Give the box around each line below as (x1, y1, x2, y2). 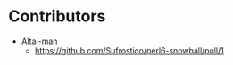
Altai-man (21, 36, 58, 46)
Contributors (8, 6, 106, 27)
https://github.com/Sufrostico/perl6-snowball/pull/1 (34, 45, 224, 55)
